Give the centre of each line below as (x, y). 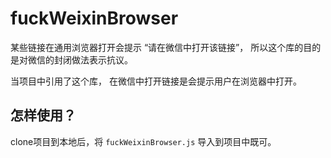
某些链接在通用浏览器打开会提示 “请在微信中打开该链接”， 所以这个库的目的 (166, 47)
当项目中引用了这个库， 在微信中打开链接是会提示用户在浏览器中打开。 (156, 81)
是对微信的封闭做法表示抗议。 (71, 59)
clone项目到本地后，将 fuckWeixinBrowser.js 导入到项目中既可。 (143, 141)
